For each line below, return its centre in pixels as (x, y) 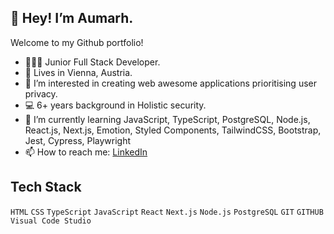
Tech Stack (46, 187)
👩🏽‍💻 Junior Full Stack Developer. (92, 62)
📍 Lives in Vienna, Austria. (78, 72)
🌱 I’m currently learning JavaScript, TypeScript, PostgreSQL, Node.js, (167, 119)
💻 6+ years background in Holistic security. (115, 105)
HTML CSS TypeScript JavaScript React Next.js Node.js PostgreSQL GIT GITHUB (167, 212)
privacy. (41, 93)
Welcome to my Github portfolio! (77, 42)
